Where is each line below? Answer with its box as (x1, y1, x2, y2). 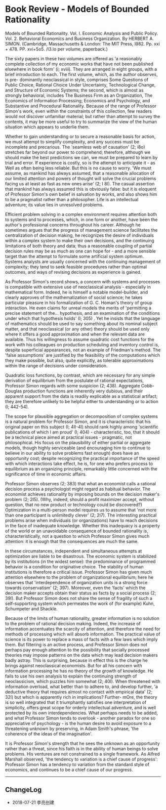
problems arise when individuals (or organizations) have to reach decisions (5, 517, 158, 523)
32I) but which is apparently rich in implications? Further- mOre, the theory (5, 694, 158, 700)
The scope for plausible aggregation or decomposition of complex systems (5, 413, 158, 419)
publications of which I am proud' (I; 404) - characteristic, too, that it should (5, 429, 160, 435)
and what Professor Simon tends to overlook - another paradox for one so (5, 715, 156, 721)
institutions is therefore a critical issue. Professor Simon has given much (5, 569, 152, 575)
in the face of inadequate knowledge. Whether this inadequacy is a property (5, 522, 160, 528)
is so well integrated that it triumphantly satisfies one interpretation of (5, 699, 147, 705)
